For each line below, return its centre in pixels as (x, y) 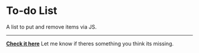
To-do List (32, 11)
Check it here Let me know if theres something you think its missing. (90, 43)
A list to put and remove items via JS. (52, 27)
